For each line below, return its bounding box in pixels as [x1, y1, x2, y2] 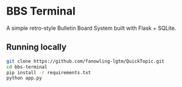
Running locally [6, 42, 67, 52]
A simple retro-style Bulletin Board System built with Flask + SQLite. [6, 24, 177, 32]
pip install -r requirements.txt [6, 69, 91, 75]
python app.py [6, 75, 43, 82]
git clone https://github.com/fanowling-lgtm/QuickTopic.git [6, 58, 165, 64]
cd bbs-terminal [6, 64, 47, 70]
